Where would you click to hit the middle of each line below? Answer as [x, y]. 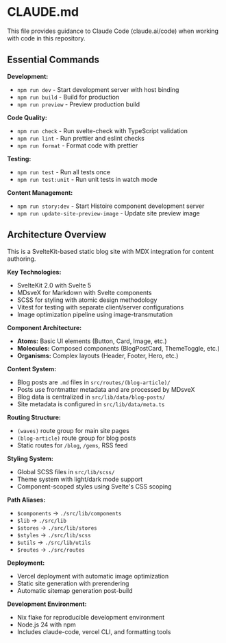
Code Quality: [27, 117]
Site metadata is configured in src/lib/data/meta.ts [91, 404]
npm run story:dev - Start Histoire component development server [111, 206]
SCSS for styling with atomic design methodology [87, 300]
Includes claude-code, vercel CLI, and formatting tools [94, 631]
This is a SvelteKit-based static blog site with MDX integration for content [111, 251]
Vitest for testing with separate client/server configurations [100, 307]
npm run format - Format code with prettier [77, 145]
